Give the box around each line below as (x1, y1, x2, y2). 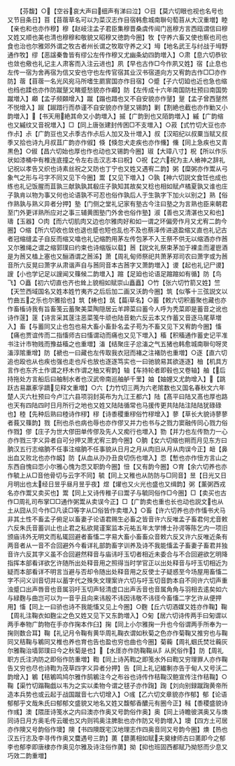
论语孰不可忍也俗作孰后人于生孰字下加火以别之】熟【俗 (68, 191, 228, 199)
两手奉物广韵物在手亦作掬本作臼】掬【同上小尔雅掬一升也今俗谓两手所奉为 (7, 620, 222, 628)
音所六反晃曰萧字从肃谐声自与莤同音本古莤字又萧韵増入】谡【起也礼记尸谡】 (7, 261, 228, 269)
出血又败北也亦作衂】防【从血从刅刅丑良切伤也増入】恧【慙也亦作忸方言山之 (7, 453, 228, 462)
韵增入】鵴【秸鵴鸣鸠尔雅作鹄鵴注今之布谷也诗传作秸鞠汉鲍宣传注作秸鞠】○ (7, 673, 227, 680)
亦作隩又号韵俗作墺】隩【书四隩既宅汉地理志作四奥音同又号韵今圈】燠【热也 (7, 725, 228, 733)
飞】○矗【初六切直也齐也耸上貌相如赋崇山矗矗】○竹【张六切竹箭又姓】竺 (7, 278, 221, 287)
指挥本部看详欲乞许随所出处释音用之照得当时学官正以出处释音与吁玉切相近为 (7, 559, 228, 567)
